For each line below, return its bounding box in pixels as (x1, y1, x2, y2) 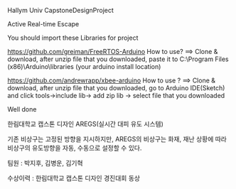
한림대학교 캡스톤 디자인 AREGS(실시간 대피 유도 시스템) (7, 120, 163, 128)
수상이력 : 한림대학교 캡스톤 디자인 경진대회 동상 (7, 174, 141, 182)
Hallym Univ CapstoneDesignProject (7, 6, 114, 14)
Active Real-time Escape (7, 20, 80, 28)
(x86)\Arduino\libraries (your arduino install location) (7, 63, 161, 70)
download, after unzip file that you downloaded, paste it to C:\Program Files (7, 55, 229, 63)
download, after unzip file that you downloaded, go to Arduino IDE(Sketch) (7, 84, 225, 92)
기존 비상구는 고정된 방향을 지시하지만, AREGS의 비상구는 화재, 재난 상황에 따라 (7, 135, 227, 143)
